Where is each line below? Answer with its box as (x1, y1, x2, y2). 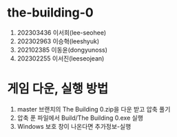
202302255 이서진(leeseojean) (17, 54, 105, 63)
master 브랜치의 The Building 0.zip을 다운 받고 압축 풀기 (17, 105, 171, 113)
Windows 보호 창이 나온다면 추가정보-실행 (17, 122, 132, 130)
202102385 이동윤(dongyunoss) (17, 45, 108, 54)
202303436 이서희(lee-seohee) (17, 28, 107, 36)
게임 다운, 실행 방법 (7, 81, 109, 97)
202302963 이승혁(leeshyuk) (17, 36, 100, 45)
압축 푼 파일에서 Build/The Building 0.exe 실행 (17, 114, 143, 122)
